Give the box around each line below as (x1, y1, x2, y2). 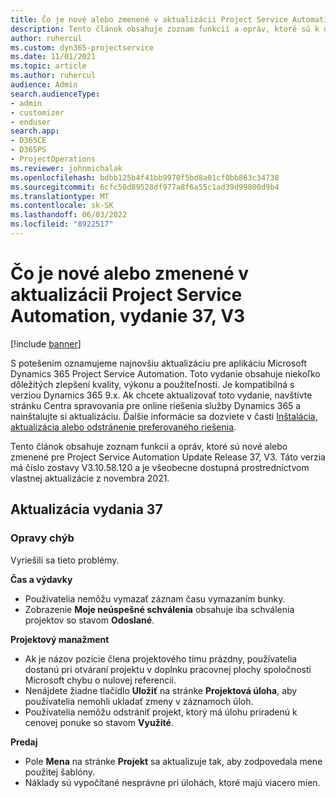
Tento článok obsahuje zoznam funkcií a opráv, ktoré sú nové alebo (10, 440, 288, 452)
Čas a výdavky (10, 573, 73, 585)
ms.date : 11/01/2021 (10, 52, 97, 62)
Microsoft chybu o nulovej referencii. (24, 674, 177, 686)
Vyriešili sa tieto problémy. (10, 554, 120, 566)
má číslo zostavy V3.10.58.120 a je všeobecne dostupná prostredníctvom (10, 461, 310, 473)
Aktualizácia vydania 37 (10, 501, 163, 518)
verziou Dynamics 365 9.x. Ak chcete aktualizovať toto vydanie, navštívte (10, 389, 313, 401)
